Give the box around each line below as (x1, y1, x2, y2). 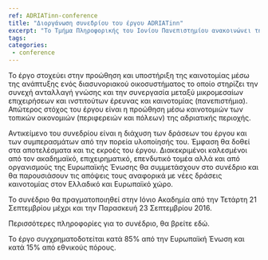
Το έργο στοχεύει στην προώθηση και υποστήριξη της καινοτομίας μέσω (8, 71, 250, 80)
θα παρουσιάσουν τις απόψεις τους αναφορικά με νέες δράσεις (8, 171, 223, 180)
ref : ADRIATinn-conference (8, 11, 98, 20)
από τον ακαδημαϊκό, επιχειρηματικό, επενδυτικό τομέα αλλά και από (8, 154, 241, 163)
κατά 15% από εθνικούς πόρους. (8, 242, 117, 252)
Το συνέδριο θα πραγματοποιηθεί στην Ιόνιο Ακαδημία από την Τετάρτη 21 (8, 195, 257, 204)
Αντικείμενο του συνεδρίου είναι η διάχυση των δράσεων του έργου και (8, 128, 247, 138)
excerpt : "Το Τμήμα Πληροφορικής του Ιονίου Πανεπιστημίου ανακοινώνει (8, 26, 251, 34)
